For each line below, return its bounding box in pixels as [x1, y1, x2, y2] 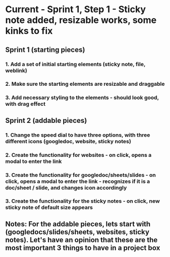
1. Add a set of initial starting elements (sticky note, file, [5, 60, 146, 68]
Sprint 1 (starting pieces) [5, 45, 86, 54]
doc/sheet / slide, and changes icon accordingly [5, 184, 127, 191]
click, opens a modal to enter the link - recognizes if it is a [5, 178, 150, 185]
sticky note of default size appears [5, 204, 93, 211]
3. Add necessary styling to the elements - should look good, [5, 94, 159, 101]
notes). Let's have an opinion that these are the [5, 235, 158, 244]
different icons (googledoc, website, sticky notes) [5, 138, 131, 145]
